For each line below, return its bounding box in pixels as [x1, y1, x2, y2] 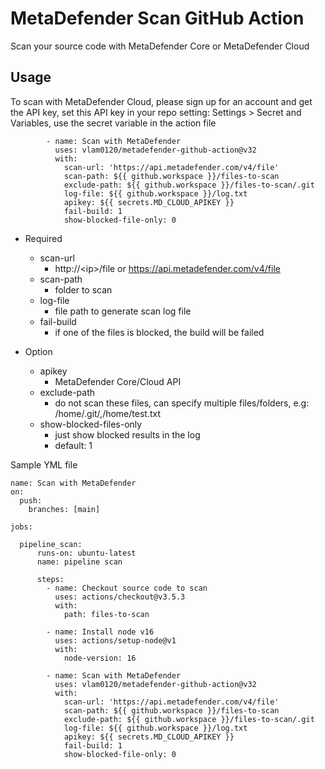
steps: [36, 574, 65, 584]
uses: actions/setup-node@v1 [54, 635, 177, 646]
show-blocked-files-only [39, 418, 143, 430]
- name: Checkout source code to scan [46, 583, 208, 593]
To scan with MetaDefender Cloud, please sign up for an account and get [10, 95, 313, 107]
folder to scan [54, 283, 113, 296]
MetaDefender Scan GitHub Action [10, 7, 305, 30]
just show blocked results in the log [54, 428, 201, 441]
